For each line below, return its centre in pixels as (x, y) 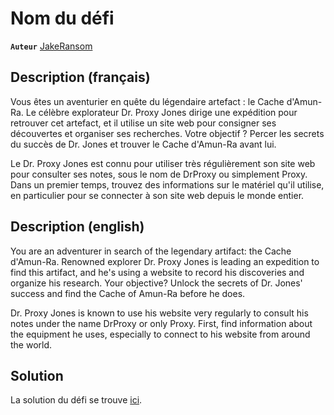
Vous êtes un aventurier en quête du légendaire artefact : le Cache (147, 101)
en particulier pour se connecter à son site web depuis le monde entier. (157, 195)
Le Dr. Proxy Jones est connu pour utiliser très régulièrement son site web (163, 163)
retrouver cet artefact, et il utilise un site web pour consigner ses (143, 123)
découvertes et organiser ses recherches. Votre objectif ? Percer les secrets (167, 133)
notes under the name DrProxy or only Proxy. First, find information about (161, 323)
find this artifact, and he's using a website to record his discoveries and (157, 272)
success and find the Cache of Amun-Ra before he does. (128, 293)
